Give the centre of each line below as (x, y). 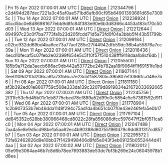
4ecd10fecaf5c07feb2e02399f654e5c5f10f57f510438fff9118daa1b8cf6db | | (84, 55)
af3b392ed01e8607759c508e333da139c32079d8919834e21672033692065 (84, 87)
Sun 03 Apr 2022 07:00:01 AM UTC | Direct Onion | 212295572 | (83, 135)
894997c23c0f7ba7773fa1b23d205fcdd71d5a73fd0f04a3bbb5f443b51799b (83, 34)
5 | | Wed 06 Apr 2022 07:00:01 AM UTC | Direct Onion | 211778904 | (76, 103)
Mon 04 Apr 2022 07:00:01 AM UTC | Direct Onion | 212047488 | (84, 124)
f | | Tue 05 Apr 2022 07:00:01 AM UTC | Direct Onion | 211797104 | (74, 114)
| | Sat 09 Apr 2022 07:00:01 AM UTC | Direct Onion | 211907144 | (72, 71)
